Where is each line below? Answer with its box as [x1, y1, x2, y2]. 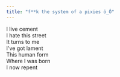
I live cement [6, 25, 38, 32]
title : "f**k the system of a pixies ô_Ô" [6, 8, 115, 15]
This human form [6, 51, 49, 58]
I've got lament [6, 45, 43, 52]
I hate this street [6, 31, 46, 39]
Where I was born [6, 57, 51, 64]
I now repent [6, 64, 38, 71]
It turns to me [6, 38, 40, 45]
